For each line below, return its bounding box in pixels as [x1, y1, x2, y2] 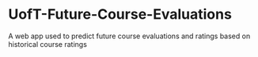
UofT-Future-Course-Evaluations [8, 5, 232, 23]
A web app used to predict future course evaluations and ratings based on [8, 31, 251, 41]
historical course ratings [8, 39, 87, 48]
